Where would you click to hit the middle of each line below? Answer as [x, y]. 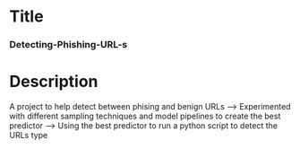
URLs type [29, 136]
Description [54, 82]
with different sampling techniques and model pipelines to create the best [145, 116]
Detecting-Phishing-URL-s [69, 45]
